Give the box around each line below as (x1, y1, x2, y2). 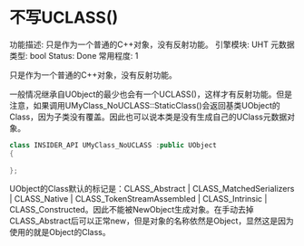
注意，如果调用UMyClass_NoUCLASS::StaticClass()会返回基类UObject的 (9, 99, 281, 110)
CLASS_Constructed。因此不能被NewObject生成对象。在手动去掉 (9, 204, 254, 215)
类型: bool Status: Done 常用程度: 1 (9, 50, 139, 61)
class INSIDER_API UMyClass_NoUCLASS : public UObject (9, 140, 218, 149)
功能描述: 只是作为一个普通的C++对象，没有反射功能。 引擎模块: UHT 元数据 (9, 39, 295, 50)
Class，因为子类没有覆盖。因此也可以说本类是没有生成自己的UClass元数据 (9, 111, 288, 122)
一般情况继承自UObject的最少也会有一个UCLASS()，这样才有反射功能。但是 (9, 89, 293, 99)
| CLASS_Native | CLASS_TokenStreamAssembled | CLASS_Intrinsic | (9, 194, 268, 204)
